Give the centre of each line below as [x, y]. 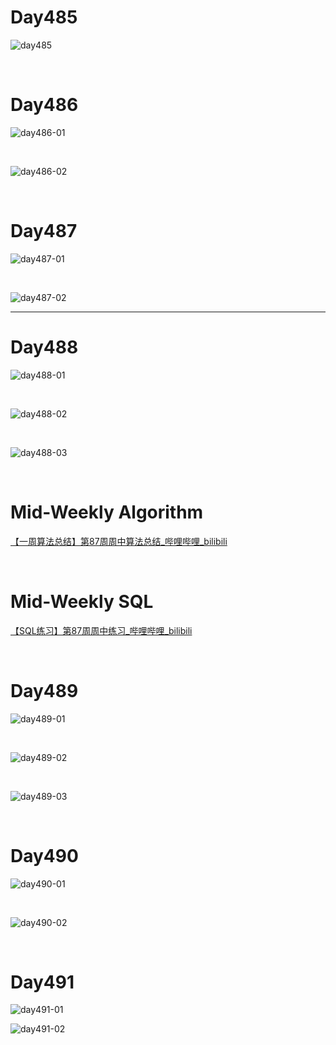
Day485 [44, 17]
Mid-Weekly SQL [82, 601]
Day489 [44, 690]
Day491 [42, 982]
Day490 [44, 855]
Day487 [44, 231]
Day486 [44, 105]
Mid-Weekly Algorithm [107, 512]
